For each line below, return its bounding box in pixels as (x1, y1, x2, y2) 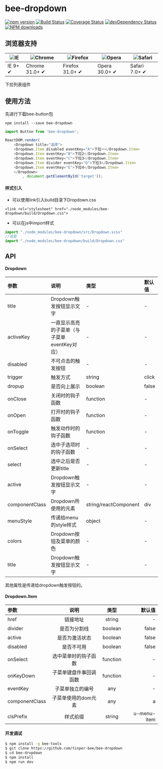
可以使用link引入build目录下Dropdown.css (12, 197, 97, 203)
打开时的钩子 (50, 409, 81, 415)
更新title (50, 465, 69, 472)
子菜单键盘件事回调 (52, 669, 97, 676)
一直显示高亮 (50, 319, 81, 326)
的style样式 (50, 521, 77, 528)
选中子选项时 (50, 441, 81, 448)
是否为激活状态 (57, 634, 92, 641)
